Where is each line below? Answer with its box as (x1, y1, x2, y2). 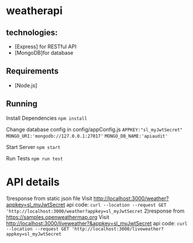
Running (6, 99, 38, 109)
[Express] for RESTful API (14, 43, 77, 50)
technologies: (6, 28, 58, 38)
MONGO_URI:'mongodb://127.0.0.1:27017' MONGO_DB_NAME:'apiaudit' (6, 133, 168, 139)
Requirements (6, 66, 59, 76)
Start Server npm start (6, 143, 60, 150)
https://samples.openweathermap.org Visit (6, 213, 110, 221)
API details (6, 175, 60, 188)
